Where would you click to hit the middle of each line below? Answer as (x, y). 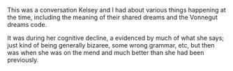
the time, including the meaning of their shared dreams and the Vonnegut (113, 17)
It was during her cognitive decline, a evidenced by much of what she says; (116, 38)
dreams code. (27, 24)
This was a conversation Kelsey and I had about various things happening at (117, 10)
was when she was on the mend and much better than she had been (106, 52)
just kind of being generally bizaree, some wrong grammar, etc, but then (111, 45)
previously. (23, 60)
